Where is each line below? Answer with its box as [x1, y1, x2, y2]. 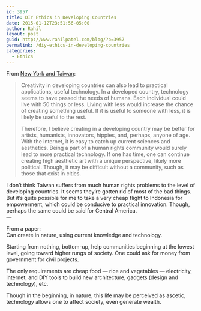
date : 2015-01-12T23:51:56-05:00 [6, 20, 90, 26]
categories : [6, 48, 36, 54]
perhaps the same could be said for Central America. [6, 207, 137, 214]
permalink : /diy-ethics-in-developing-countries [6, 43, 130, 49]
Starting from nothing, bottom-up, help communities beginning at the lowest [6, 243, 194, 250]
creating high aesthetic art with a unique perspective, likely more [20, 157, 182, 164]
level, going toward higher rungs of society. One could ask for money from [6, 249, 190, 256]
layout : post [6, 31, 39, 37]
